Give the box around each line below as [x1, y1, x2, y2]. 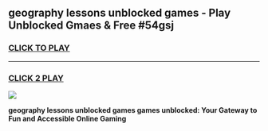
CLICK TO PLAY [8, 43, 70, 54]
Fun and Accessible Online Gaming [8, 114, 127, 123]
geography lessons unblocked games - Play [8, 6, 231, 20]
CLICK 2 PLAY [8, 72, 64, 83]
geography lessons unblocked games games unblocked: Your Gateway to [8, 105, 258, 114]
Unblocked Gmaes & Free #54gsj [8, 19, 175, 33]
